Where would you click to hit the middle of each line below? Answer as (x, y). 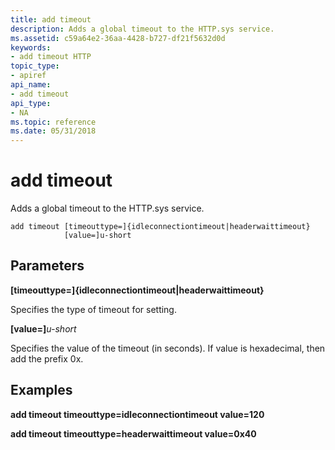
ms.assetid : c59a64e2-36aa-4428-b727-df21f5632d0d (118, 38)
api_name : (31, 85)
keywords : (31, 47)
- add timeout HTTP (51, 57)
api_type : (31, 103)
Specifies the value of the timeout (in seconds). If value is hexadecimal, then (168, 348)
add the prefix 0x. (47, 358)
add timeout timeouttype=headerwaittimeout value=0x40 (133, 433)
